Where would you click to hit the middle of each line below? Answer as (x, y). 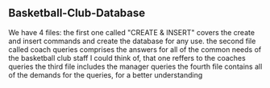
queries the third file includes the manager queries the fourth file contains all (135, 66)
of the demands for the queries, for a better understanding (106, 74)
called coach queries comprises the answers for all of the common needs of (135, 49)
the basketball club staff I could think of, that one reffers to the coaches (127, 58)
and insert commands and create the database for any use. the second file (132, 41)
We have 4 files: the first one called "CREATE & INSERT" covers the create (132, 32)
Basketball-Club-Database (77, 13)
